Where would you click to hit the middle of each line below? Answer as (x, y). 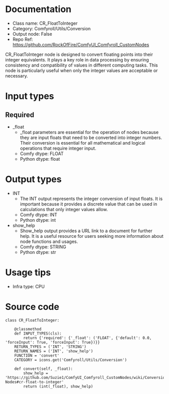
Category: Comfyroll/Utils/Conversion (52, 28)
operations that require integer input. (58, 148)
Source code (32, 307)
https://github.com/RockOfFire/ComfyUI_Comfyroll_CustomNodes (81, 44)
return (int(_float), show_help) (58, 386)
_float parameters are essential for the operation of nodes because (89, 132)
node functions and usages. (49, 241)
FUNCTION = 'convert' (37, 355)
